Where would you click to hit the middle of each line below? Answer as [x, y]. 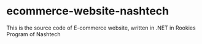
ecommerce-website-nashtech [88, 11]
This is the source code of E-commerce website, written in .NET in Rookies [101, 28]
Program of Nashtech [33, 34]
